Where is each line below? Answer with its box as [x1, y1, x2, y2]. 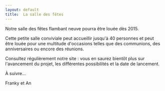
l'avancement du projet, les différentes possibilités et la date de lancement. [5, 61, 160, 67]
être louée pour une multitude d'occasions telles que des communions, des [5, 40, 160, 46]
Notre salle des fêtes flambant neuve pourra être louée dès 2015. [5, 25, 139, 31]
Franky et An [5, 80, 31, 86]
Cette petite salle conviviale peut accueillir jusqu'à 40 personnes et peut [5, 35, 154, 41]
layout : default [5, 7, 39, 12]
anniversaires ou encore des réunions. [5, 46, 84, 52]
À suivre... [5, 70, 26, 76]
